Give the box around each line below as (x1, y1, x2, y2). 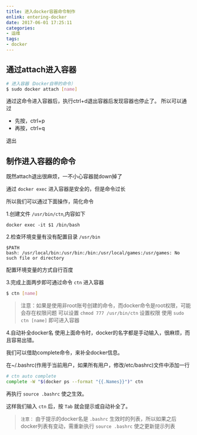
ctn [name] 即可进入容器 (20, 317, 80, 324)
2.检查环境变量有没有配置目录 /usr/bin (6, 233, 101, 240)
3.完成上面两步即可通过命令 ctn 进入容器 (6, 279, 104, 286)
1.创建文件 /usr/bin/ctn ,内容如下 (6, 210, 86, 218)
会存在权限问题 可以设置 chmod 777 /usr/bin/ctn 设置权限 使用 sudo (20, 310, 184, 317)
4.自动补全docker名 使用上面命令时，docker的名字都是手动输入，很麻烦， (6, 329, 185, 336)
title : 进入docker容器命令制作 (6, 8, 76, 15)
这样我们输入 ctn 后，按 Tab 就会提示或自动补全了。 (6, 403, 131, 410)
